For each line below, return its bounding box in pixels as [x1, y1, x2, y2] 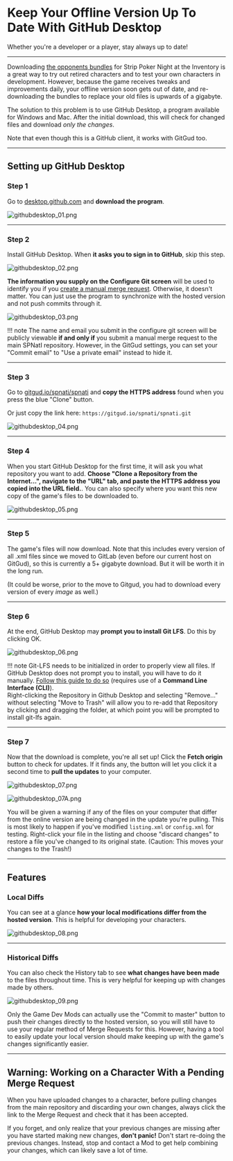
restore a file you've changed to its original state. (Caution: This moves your [7, 837, 224, 846]
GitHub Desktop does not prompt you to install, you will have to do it [7, 669, 202, 677]
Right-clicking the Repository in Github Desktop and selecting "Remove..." [7, 691, 218, 700]
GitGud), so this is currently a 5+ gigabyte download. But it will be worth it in [7, 559, 225, 568]
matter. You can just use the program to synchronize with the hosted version [7, 292, 225, 300]
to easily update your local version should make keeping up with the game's [7, 1032, 224, 1041]
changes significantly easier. [7, 1040, 89, 1048]
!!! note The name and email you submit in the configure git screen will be [7, 326, 217, 334]
